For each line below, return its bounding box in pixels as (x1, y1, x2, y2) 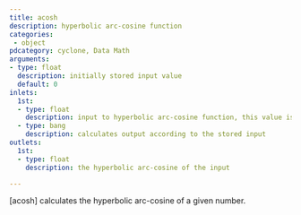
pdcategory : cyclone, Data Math (9, 47, 130, 56)
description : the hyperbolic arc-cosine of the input (25, 163, 230, 172)
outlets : (9, 138, 42, 147)
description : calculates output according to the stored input (25, 130, 267, 139)
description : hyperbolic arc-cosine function (9, 21, 182, 30)
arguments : (9, 55, 50, 64)
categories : (9, 30, 54, 39)
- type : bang (17, 122, 66, 131)
